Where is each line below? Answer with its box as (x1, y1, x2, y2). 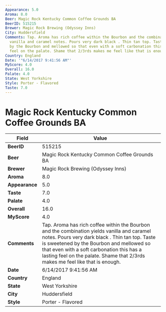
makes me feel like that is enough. (41, 259, 121, 266)
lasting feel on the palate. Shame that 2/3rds (41, 252, 145, 259)
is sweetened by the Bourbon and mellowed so (41, 240, 151, 247)
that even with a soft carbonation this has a (41, 246, 142, 253)
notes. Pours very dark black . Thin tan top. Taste (41, 234, 156, 241)
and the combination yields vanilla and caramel (41, 228, 151, 234)
